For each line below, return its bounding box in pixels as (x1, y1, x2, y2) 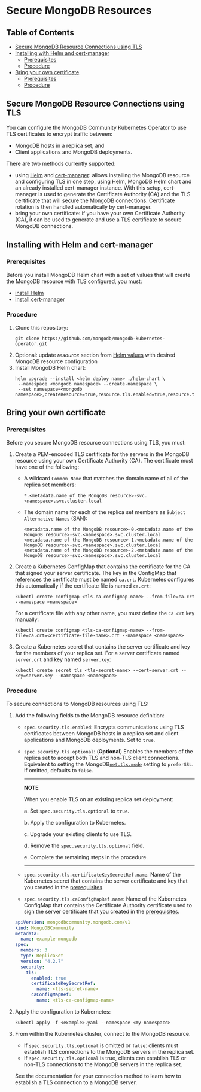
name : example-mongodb (20, 936, 77, 942)
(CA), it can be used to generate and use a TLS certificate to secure (14, 216, 182, 223)
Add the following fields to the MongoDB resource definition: (14, 711, 165, 719)
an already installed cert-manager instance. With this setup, (14, 184, 163, 191)
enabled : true (31, 975, 66, 981)
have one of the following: (14, 463, 80, 470)
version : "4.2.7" (20, 958, 64, 964)
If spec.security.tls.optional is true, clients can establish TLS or (23, 1054, 187, 1061)
